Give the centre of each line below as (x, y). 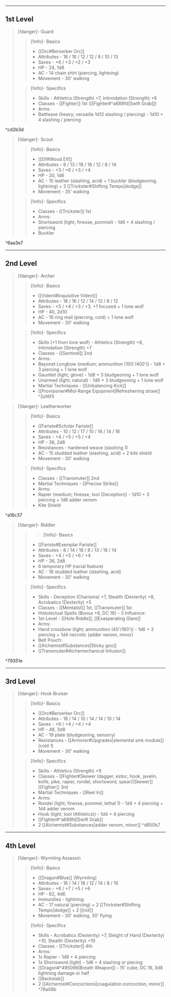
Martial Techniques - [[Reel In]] (71, 792)
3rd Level (20, 682)
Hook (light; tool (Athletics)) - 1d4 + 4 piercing (86, 814)
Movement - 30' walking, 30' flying (75, 916)
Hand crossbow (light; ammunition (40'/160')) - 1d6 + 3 (96, 629)
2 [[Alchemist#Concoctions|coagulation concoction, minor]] (101, 984)
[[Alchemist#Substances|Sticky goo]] (77, 645)
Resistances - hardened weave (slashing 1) (83, 447)
